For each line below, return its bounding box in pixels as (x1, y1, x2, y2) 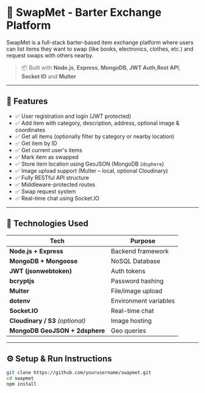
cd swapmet (6, 375, 34, 381)
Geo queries (110, 326, 146, 335)
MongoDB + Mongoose (9, 257, 78, 265)
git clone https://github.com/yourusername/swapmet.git (6, 370, 151, 376)
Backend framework (110, 247, 169, 255)
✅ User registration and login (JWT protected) (15, 112, 131, 120)
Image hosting (110, 316, 152, 325)
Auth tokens (110, 266, 146, 275)
